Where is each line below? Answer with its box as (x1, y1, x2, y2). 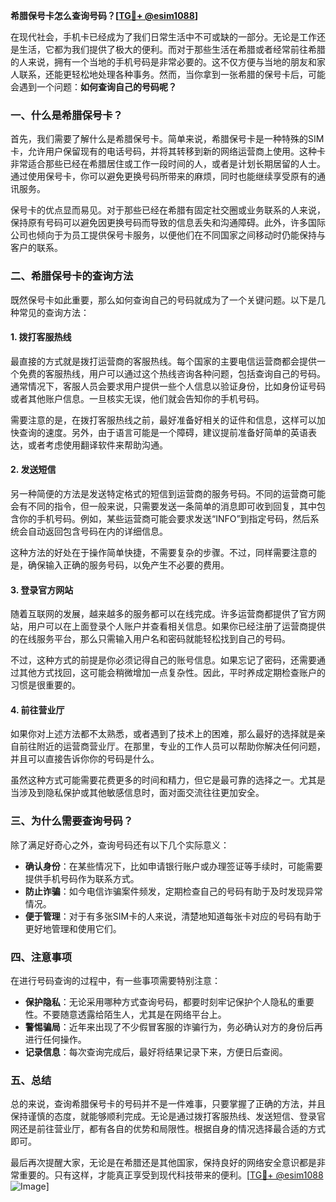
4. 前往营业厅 (10, 704, 65, 716)
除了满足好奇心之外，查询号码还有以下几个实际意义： (10, 839, 230, 851)
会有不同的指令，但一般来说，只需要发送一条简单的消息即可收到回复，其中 (10, 500, 317, 512)
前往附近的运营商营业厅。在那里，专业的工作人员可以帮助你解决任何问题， (18, 740, 326, 753)
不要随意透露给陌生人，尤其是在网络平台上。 (42, 1009, 227, 1020)
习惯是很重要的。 (10, 679, 81, 691)
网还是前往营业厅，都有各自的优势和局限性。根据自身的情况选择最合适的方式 (10, 1123, 326, 1135)
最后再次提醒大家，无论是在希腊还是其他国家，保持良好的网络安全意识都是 (10, 1157, 317, 1169)
